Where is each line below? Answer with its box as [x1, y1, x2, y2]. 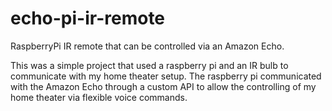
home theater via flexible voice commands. [10, 91, 188, 103]
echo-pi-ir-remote [10, 7, 166, 30]
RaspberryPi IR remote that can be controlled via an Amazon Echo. [10, 40, 285, 52]
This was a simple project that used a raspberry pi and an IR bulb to [10, 59, 289, 71]
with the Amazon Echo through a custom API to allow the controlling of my [10, 80, 317, 92]
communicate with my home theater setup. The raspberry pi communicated [10, 70, 322, 82]
